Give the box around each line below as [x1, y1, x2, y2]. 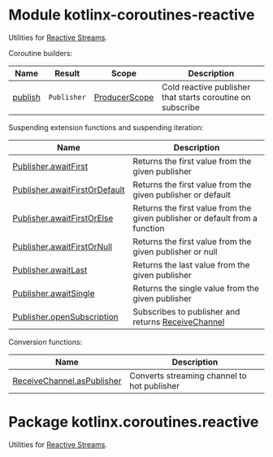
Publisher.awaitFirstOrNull [12, 241, 112, 252]
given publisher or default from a [132, 212, 258, 224]
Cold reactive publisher [161, 81, 250, 93]
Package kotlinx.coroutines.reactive [8, 413, 259, 432]
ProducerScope [93, 91, 154, 102]
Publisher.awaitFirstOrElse [12, 212, 114, 224]
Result [54, 67, 80, 79]
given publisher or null [132, 246, 218, 257]
